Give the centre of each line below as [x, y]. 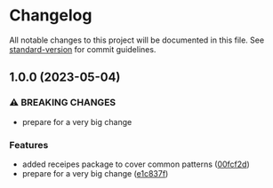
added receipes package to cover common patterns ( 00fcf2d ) [136, 164]
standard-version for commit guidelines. [83, 49]
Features [29, 145]
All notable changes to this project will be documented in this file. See [137, 40]
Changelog [51, 16]
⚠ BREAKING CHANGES [63, 103]
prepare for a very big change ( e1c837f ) [95, 173]
